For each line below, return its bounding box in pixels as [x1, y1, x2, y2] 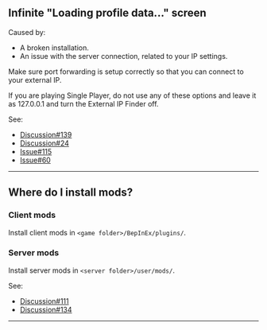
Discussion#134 [19, 305, 73, 314]
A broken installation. [19, 43, 90, 52]
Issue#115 [19, 146, 52, 156]
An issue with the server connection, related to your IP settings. [19, 51, 228, 60]
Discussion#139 [19, 130, 72, 139]
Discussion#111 [19, 296, 69, 305]
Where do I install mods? [8, 186, 133, 200]
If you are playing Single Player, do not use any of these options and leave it [8, 91, 257, 100]
